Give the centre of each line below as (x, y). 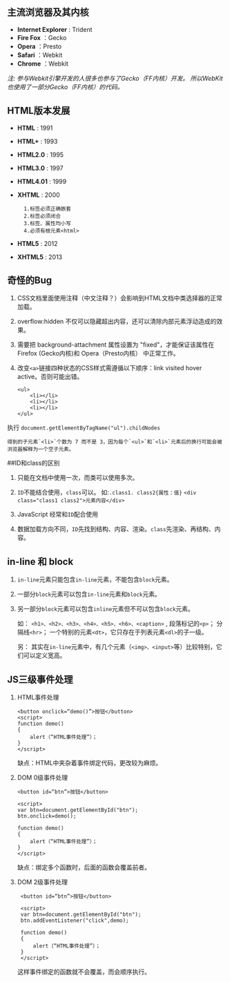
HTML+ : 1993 (37, 141)
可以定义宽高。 (45, 655)
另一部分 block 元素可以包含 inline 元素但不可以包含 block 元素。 (106, 609)
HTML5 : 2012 (37, 243)
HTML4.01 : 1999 (42, 181)
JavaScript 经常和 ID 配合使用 (58, 514)
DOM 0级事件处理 (42, 778)
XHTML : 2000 (38, 195)
